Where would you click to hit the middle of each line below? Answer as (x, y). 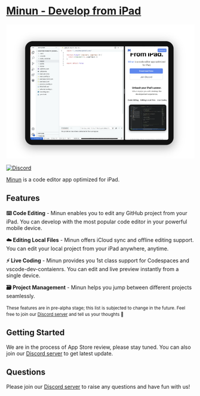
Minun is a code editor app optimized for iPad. (63, 180)
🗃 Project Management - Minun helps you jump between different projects (99, 287)
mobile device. (24, 228)
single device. (23, 275)
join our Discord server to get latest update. (60, 353)
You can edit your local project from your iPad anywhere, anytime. (87, 248)
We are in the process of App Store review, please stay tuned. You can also (99, 347)
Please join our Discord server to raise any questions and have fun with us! (98, 386)
